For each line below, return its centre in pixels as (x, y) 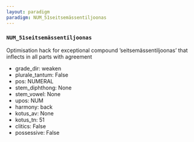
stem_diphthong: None (43, 88)
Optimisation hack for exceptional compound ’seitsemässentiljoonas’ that (97, 50)
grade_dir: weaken (38, 68)
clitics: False (31, 126)
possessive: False (37, 132)
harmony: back (34, 107)
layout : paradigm (28, 12)
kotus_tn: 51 (30, 120)
